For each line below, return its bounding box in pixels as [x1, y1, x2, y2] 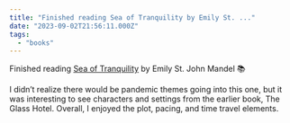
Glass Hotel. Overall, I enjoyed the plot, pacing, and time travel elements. [9, 103, 279, 114]
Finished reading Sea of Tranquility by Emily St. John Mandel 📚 [9, 64, 246, 75]
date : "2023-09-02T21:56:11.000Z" [9, 22, 140, 31]
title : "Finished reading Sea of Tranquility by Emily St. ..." [9, 13, 256, 22]
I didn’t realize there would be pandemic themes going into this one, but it [9, 84, 283, 95]
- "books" [17, 38, 54, 48]
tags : [9, 30, 30, 39]
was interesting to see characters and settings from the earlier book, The [9, 93, 281, 104]
